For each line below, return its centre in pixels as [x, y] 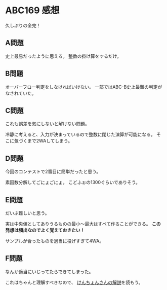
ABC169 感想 [32, 10]
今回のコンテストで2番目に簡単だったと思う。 [53, 172]
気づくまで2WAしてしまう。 [43, 141]
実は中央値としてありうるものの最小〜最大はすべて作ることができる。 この [83, 224]
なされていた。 [21, 93]
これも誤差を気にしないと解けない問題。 [47, 124]
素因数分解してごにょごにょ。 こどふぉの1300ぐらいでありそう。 [73, 183]
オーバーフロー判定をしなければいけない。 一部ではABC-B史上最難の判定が [84, 87]
